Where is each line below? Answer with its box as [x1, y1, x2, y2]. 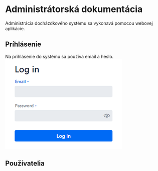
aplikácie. [5, 25, 25, 31]
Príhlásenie [5, 40, 42, 49]
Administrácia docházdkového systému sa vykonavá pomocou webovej [5, 20, 153, 26]
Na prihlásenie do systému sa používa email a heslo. [5, 53, 114, 59]
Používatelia [5, 159, 45, 168]
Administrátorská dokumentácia [5, 4, 143, 15]
